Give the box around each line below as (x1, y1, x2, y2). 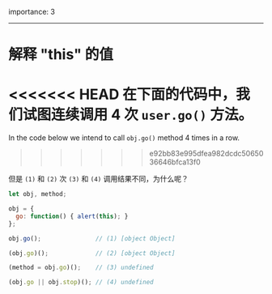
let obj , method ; (8, 190, 67, 198)
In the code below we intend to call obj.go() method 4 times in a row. (8, 133, 240, 143)
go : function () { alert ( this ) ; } (15, 212, 129, 220)
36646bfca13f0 (149, 157, 201, 167)
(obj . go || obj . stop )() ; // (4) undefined (8, 279, 154, 287)
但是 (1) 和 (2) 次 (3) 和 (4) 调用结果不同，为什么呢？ (8, 174, 189, 184)
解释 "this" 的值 (8, 45, 113, 64)
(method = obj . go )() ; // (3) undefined (8, 263, 154, 272)
